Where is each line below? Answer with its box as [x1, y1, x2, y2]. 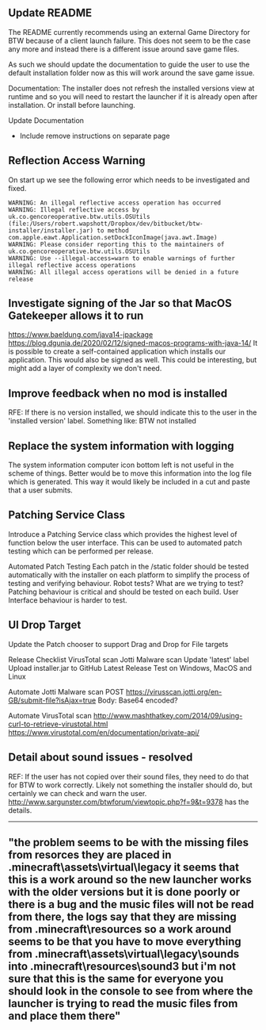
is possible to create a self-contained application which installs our [8, 347, 226, 356]
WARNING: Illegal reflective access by [8, 205, 140, 213]
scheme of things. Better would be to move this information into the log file [8, 469, 252, 478]
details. [8, 805, 32, 815]
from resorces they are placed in [8, 848, 172, 861]
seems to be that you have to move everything [8, 935, 241, 948]
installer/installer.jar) [8, 226, 93, 235]
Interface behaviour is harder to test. [8, 595, 128, 605]
